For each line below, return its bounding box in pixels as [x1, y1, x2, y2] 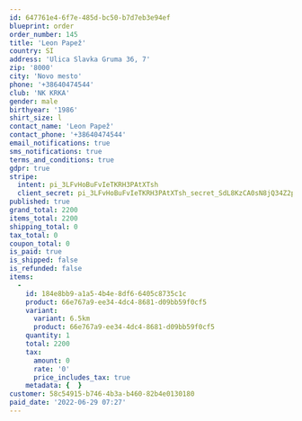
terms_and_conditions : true [9, 155, 115, 165]
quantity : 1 [25, 331, 70, 340]
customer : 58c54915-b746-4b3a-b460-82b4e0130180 [9, 390, 195, 399]
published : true [9, 197, 70, 207]
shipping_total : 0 [9, 222, 78, 231]
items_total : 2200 [9, 213, 78, 223]
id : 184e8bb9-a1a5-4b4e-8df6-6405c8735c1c [25, 289, 187, 298]
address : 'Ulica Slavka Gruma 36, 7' [9, 55, 151, 64]
